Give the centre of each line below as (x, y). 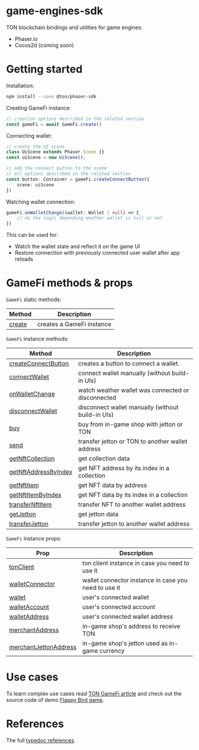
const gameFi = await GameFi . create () (54, 124)
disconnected (97, 398)
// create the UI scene (36, 147)
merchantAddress (34, 630)
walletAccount (29, 607)
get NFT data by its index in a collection (133, 495)
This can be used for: (32, 235)
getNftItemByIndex (35, 495)
